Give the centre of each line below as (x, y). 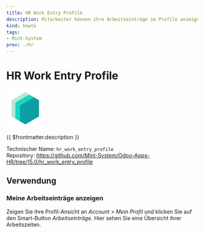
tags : (13, 32)
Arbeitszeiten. (24, 224)
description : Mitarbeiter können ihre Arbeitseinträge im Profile (92, 19)
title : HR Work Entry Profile (45, 13)
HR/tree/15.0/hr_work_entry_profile (49, 162)
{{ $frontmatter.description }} (43, 137)
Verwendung (31, 181)
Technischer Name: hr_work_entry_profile (60, 148)
